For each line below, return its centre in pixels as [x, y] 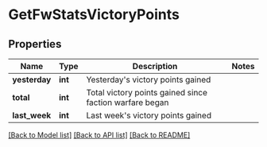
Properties [35, 44]
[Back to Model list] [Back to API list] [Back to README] [99, 135]
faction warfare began [128, 103]
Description [155, 66]
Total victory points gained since [147, 93]
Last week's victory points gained [149, 115]
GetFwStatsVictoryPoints [94, 15]
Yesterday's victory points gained [149, 79]
